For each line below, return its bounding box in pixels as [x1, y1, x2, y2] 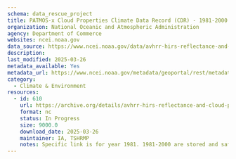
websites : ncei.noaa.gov [7, 37, 80, 44]
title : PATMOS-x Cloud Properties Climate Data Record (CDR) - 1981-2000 [7, 17, 228, 24]
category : [7, 75, 37, 83]
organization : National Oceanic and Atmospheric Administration [7, 23, 199, 30]
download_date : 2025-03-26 [20, 128, 99, 135]
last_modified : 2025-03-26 [7, 56, 86, 63]
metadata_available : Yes [7, 63, 80, 70]
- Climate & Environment [13, 82, 86, 89]
